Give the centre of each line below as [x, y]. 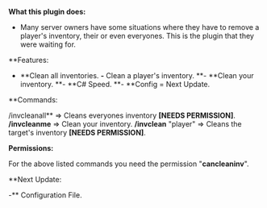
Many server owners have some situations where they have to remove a [140, 27]
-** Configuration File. [45, 195]
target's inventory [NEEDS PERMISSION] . [77, 133]
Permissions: [31, 148]
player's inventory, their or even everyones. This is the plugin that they [137, 36]
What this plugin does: [47, 12]
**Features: [29, 60]
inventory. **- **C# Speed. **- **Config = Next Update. [115, 84]
